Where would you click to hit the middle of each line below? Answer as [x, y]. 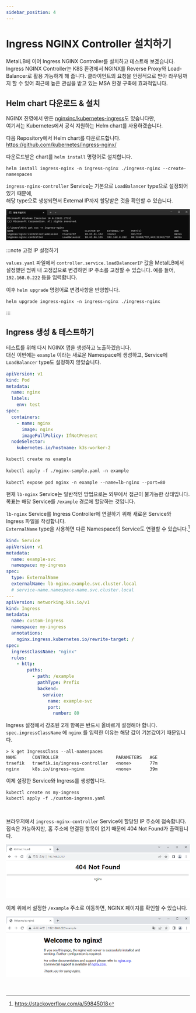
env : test [29, 405]
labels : [21, 399]
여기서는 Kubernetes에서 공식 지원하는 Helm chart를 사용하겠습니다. [85, 126]
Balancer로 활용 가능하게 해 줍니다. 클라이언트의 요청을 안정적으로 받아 [87, 75]
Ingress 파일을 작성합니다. [36, 521]
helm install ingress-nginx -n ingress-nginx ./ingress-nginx [83, 169]
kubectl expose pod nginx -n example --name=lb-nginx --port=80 [86, 483]
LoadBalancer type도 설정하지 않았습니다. [54, 362]
